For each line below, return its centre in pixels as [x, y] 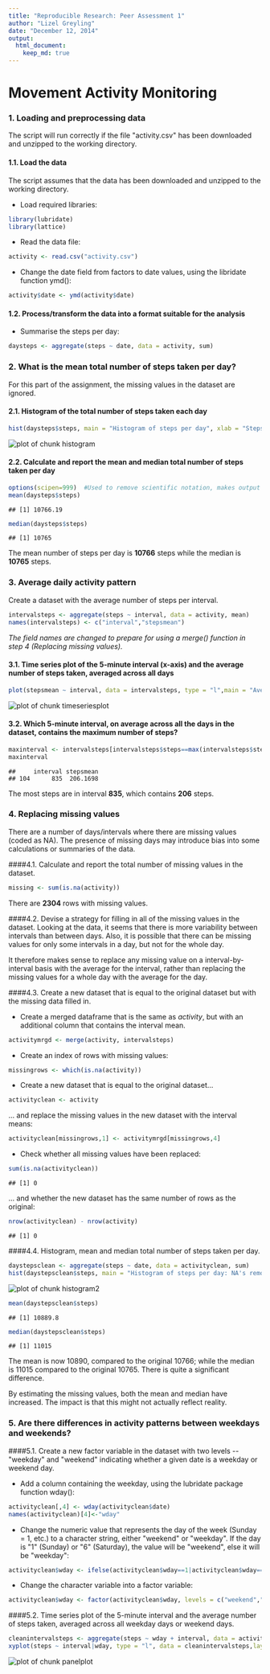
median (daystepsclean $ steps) [57, 1331]
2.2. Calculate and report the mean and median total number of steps [126, 462]
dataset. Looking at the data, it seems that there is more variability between [133, 927]
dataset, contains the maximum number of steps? [93, 732]
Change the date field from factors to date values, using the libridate [133, 272]
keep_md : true [46, 53]
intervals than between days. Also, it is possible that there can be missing [130, 935]
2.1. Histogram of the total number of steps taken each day [108, 412]
